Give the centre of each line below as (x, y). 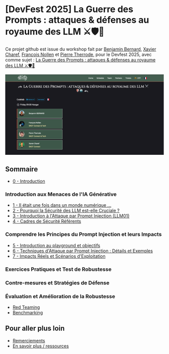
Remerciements (29, 340)
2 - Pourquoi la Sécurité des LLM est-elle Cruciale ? (66, 211)
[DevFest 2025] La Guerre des (69, 9)
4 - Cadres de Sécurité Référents (47, 221)
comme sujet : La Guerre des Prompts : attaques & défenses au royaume (80, 60)
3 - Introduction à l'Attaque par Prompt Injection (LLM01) (71, 216)
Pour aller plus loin (35, 329)
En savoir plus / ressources (40, 346)
